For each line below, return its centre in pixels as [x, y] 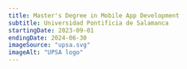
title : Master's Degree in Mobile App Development [94, 15]
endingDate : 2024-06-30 [48, 38]
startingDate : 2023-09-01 [51, 30]
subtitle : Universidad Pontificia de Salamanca [89, 23]
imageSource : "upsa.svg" [49, 45]
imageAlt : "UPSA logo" [46, 52]
